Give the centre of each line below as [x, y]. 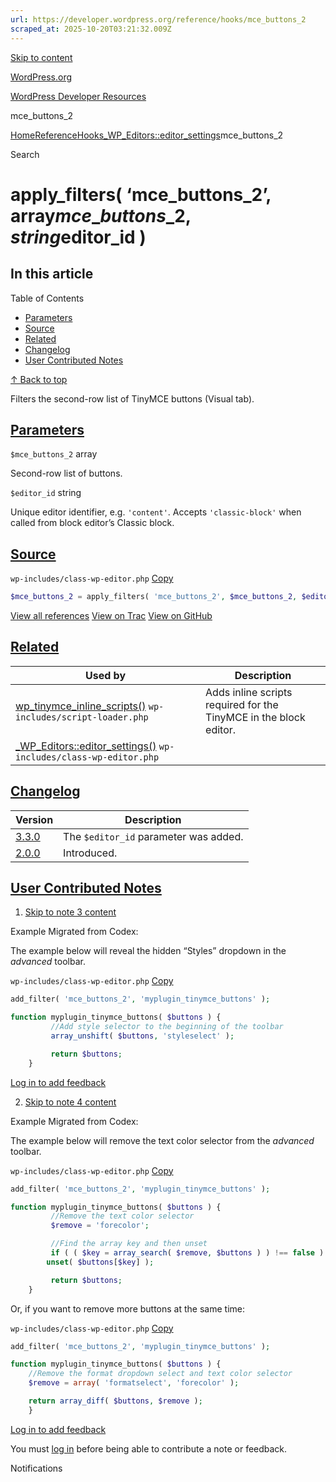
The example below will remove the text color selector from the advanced [162, 1140]
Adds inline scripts [249, 692]
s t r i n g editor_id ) [78, 237]
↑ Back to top [39, 379]
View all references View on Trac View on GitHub [111, 615]
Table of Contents [47, 298]
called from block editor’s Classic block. [92, 523]
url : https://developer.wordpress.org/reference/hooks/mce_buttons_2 [158, 19]
